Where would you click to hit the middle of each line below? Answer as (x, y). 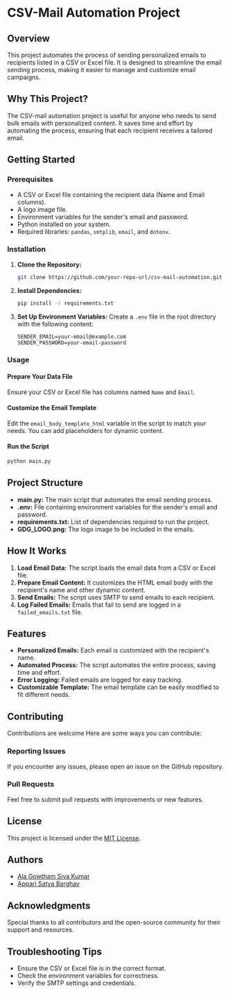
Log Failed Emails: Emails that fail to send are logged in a (99, 605)
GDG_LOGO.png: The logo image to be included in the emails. (106, 529)
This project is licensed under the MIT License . (74, 838)
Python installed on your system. (64, 224)
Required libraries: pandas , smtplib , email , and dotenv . (94, 231)
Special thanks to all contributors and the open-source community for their (114, 923)
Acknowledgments (49, 905)
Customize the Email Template (52, 408)
